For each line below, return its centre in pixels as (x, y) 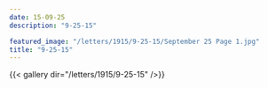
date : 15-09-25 (37, 17)
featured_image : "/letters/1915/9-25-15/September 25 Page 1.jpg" (134, 41)
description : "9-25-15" (53, 26)
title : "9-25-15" (41, 49)
